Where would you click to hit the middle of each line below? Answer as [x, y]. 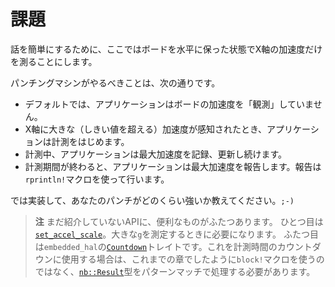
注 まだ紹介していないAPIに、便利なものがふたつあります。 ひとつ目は [179, 221]
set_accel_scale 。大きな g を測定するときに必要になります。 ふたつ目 [176, 234]
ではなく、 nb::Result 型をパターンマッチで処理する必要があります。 [175, 271]
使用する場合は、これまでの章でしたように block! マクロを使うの [193, 259]
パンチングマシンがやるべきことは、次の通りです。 [115, 82]
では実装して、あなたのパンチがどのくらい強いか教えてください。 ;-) [152, 200]
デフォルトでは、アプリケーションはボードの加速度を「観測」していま [169, 104]
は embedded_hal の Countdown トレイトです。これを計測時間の [156, 246]
